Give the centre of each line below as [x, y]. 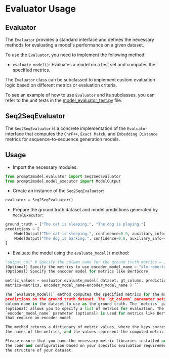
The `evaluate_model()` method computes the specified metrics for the [82, 294]
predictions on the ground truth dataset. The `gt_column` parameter [80, 299]
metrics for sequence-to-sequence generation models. [63, 139]
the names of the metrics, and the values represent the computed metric [85, 332]
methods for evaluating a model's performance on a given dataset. [75, 45]
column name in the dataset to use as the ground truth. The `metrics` [82, 304]
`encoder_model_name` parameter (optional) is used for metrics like [80, 313]
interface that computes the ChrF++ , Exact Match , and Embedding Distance [81, 133]
